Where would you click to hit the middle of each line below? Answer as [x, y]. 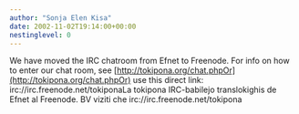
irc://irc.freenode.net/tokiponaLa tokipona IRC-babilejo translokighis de [143, 90]
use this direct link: [168, 80]
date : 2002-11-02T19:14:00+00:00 [73, 26]
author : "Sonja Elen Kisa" [61, 18]
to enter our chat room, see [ [63, 70]
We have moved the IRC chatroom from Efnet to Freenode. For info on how [149, 61]
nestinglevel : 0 [40, 35]
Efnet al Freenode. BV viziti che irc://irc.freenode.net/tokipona [126, 99]
